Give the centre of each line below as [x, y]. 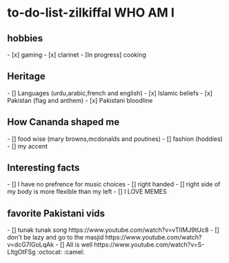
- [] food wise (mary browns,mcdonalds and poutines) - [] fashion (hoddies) [115, 139]
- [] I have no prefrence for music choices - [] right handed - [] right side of [114, 184]
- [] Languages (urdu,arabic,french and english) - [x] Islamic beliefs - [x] [110, 93]
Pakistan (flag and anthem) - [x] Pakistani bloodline [80, 100]
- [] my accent [28, 146]
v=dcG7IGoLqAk [30, 245]
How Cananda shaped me [63, 122]
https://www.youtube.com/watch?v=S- [149, 245]
